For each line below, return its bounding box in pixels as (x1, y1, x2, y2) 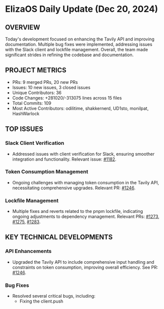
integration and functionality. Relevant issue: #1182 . (12, 156, 117, 162)
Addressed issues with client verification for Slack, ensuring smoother (12, 151, 155, 157)
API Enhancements (5, 248, 52, 255)
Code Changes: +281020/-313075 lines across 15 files (12, 95, 122, 101)
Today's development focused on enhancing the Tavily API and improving (5, 36, 155, 42)
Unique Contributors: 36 (12, 90, 62, 96)
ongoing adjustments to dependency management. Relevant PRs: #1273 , (12, 213, 160, 220)
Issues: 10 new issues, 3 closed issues (12, 84, 91, 90)
